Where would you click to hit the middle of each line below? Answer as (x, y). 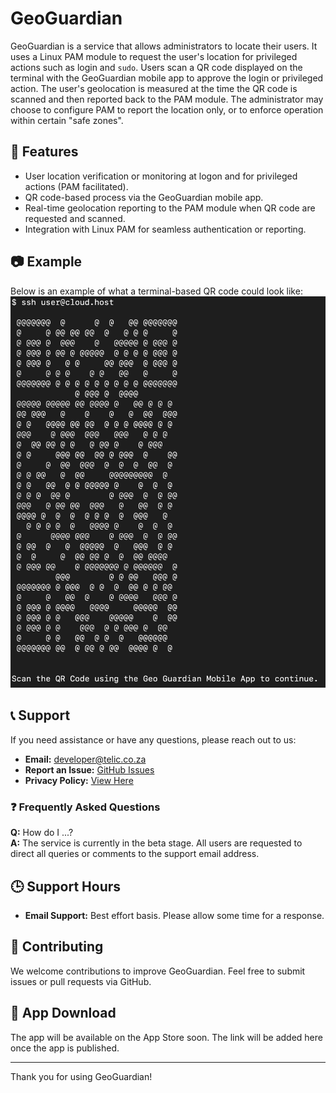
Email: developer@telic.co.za (85, 759)
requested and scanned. (75, 218)
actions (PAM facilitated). (76, 186)
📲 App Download (63, 1013)
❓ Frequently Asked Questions (85, 807)
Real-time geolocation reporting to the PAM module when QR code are (170, 208)
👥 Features (44, 152)
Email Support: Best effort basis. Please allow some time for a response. (174, 915)
